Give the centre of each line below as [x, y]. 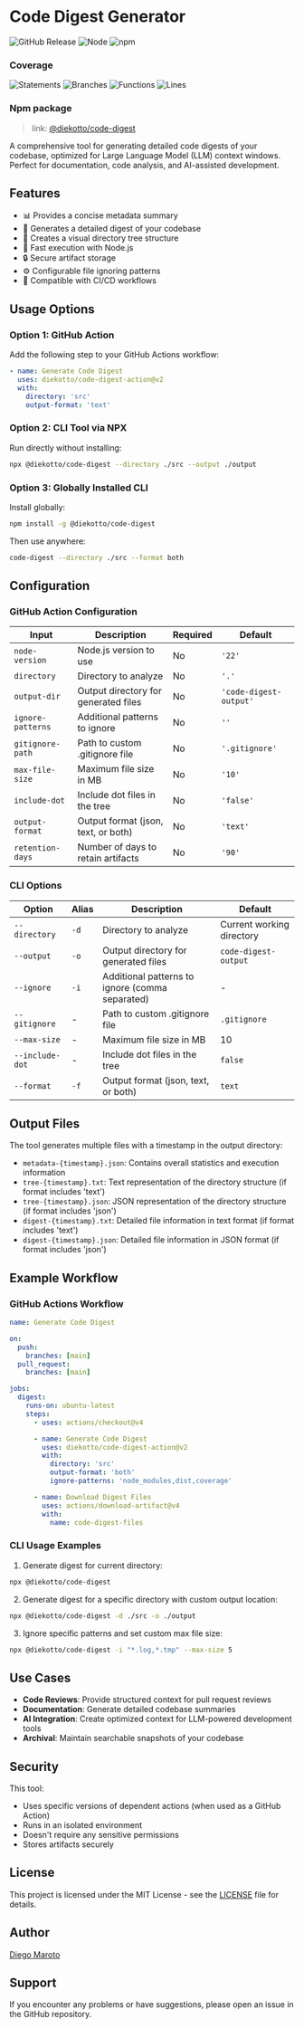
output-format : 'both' [92, 1472]
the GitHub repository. [51, 2014]
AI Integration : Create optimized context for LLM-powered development [157, 1719]
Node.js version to [116, 651]
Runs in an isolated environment [82, 1825]
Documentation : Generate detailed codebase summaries [129, 1709]
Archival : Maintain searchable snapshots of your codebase [133, 1738]
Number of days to [117, 847]
